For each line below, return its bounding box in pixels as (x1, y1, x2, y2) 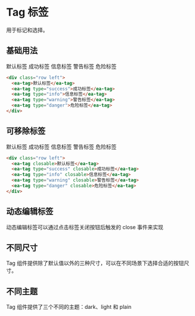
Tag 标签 (6, 5, 49, 19)
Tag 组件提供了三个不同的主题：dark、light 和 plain (6, 303, 132, 311)
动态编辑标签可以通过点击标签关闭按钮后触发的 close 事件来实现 (6, 223, 164, 230)
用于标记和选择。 (6, 26, 48, 34)
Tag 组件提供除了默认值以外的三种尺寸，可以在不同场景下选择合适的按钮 (6, 260, 184, 267)
